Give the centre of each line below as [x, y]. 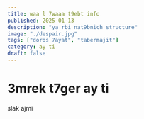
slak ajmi [20, 108]
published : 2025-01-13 [41, 21]
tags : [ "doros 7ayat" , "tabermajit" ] [63, 40]
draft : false [27, 54]
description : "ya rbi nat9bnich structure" [73, 27]
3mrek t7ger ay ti [58, 89]
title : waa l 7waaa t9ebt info [54, 14]
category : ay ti [31, 47]
